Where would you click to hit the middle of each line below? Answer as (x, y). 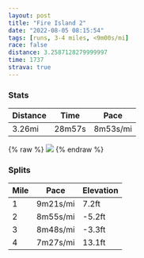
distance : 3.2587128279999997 (58, 52)
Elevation (100, 191)
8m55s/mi (56, 217)
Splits (19, 170)
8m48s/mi (56, 229)
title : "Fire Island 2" (47, 23)
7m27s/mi (56, 243)
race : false (28, 45)
